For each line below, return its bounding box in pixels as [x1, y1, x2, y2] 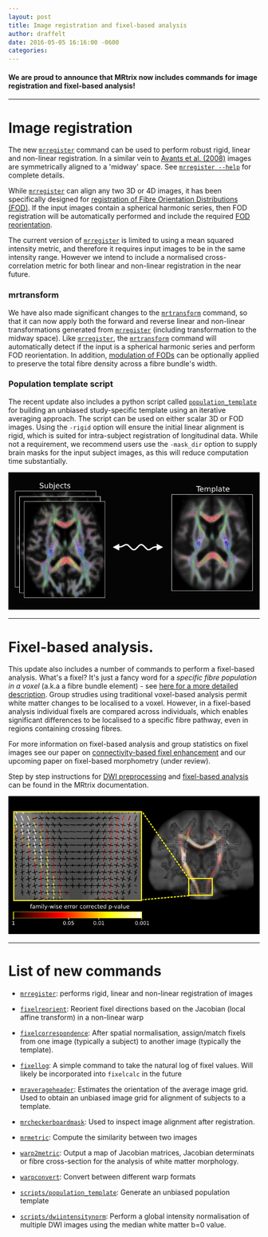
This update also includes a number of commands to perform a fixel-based [8, 664, 255, 674]
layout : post [8, 13, 52, 21]
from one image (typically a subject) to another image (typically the [19, 1036, 242, 1046]
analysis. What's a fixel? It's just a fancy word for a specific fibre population [8, 672, 257, 683]
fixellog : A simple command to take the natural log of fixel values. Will [19, 1060, 254, 1070]
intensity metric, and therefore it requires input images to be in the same [8, 244, 246, 253]
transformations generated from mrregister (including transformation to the [8, 325, 257, 334]
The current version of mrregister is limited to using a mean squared [8, 236, 234, 245]
